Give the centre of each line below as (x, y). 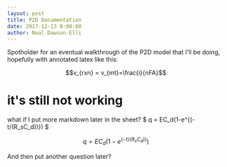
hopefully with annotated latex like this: (63, 60)
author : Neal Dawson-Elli (44, 33)
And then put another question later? (59, 156)
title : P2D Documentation (44, 20)
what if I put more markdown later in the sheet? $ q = (82, 120)
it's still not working (65, 101)
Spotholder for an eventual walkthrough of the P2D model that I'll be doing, (114, 52)
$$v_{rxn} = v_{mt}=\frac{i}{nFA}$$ (116, 73)
